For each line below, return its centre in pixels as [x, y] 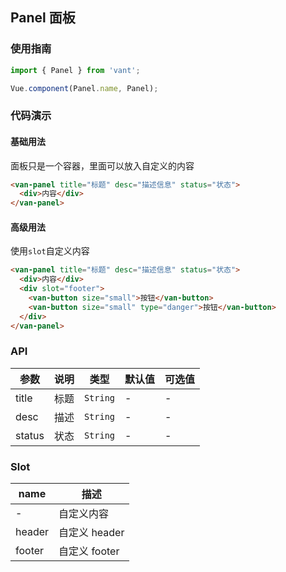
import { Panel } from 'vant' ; [75, 70]
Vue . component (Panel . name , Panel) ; [84, 88]
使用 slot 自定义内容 [50, 251]
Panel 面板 [43, 18]
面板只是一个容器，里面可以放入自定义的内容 [102, 165]
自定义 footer [89, 551]
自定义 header [91, 533]
